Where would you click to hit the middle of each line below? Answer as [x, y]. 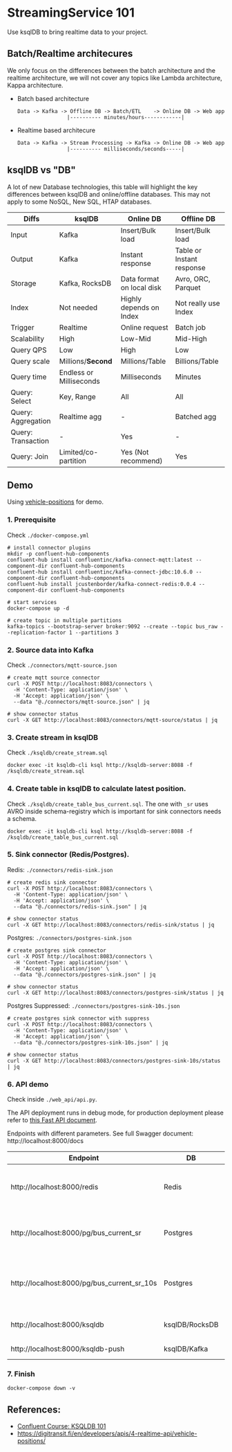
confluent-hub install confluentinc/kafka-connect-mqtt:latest [100, 560]
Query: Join [29, 457]
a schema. [22, 818]
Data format [140, 278]
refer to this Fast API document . [52, 1120]
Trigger [22, 327]
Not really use [197, 303]
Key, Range [78, 396]
